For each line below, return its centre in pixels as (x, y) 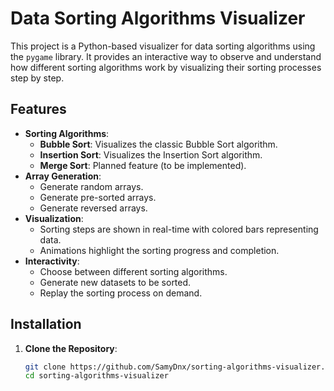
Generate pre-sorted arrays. (98, 197)
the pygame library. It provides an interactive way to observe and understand (166, 56)
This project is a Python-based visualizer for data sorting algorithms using (163, 46)
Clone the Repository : (71, 348)
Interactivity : (52, 261)
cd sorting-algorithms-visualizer (96, 376)
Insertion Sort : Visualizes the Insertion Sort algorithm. (151, 154)
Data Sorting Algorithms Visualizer (158, 18)
